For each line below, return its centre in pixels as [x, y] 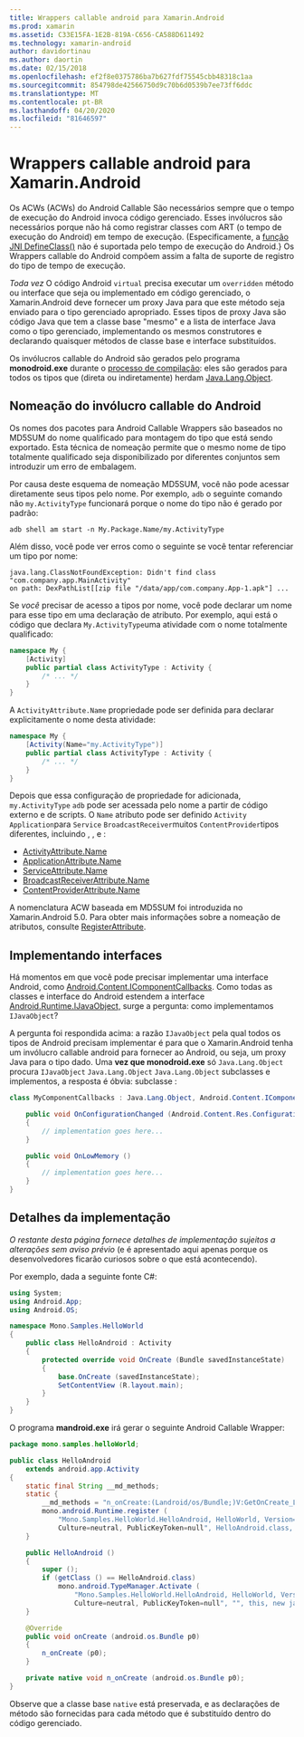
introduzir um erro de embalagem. [73, 466]
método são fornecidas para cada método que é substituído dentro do [140, 1713]
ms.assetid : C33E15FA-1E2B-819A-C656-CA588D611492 [107, 34]
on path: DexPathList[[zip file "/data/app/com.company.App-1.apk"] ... [149, 588]
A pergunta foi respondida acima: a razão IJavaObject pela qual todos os [145, 1033]
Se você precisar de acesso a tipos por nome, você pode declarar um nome [151, 605]
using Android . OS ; [44, 1310]
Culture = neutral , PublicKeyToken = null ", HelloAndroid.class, [176, 1528]
